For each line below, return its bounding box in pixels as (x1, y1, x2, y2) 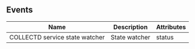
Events (6, 5, 33, 15)
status (156, 33, 174, 41)
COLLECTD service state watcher (9, 33, 105, 41)
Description (113, 22, 148, 31)
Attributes (156, 22, 187, 31)
